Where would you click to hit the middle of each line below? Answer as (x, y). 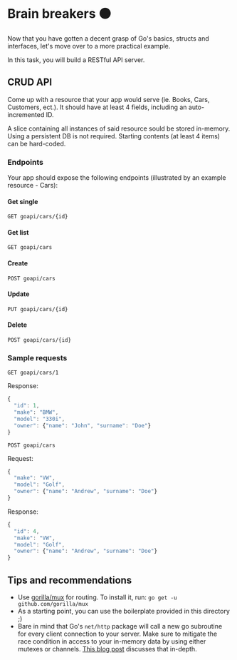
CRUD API (30, 82)
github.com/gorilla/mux (53, 604)
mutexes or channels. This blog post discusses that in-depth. (107, 649)
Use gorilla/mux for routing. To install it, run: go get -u (97, 597)
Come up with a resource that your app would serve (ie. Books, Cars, (109, 99)
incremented (26, 114)
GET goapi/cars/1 (33, 373)
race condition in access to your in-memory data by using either (112, 641)
